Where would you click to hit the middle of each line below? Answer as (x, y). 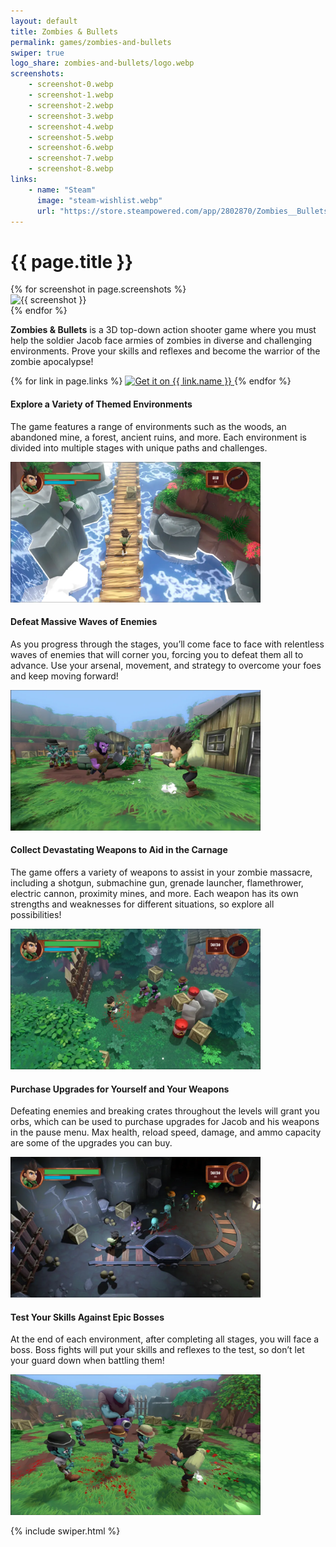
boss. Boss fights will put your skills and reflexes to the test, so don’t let (157, 1350)
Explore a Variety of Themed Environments (101, 404)
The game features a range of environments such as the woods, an (148, 426)
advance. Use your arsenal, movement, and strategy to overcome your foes (166, 665)
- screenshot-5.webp (71, 137)
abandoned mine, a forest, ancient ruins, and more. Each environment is (158, 437)
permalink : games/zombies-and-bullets (91, 42)
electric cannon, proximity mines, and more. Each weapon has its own (154, 893)
